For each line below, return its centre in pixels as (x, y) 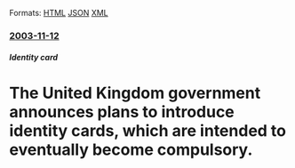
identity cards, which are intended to (148, 130)
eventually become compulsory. (131, 149)
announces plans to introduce (122, 112)
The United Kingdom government (135, 93)
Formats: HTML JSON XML (59, 13)
